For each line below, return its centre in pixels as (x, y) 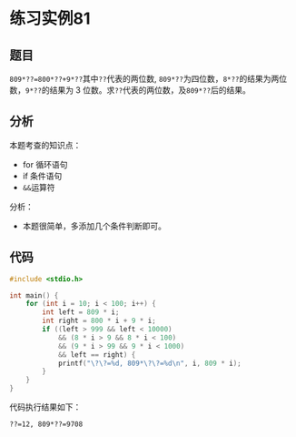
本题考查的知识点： (45, 145)
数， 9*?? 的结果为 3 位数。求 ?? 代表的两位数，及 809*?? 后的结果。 (130, 90)
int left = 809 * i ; (81, 312)
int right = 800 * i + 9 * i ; (99, 321)
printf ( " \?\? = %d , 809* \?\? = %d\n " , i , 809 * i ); (150, 363)
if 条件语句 (42, 176)
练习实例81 (50, 19)
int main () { (34, 295)
